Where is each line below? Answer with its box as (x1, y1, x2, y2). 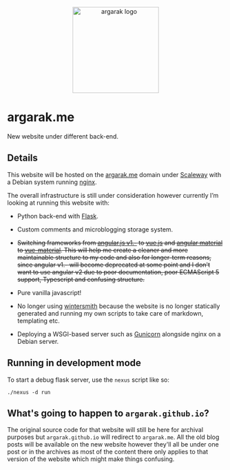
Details (7, 152, 38, 164)
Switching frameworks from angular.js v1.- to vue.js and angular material (17, 238, 223, 247)
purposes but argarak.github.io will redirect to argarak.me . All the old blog (7, 433, 220, 441)
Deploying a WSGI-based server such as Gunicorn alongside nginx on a (17, 329, 222, 338)
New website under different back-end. (7, 132, 119, 141)
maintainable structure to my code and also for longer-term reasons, (17, 253, 211, 261)
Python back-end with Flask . (17, 212, 98, 220)
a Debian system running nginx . (7, 178, 98, 186)
